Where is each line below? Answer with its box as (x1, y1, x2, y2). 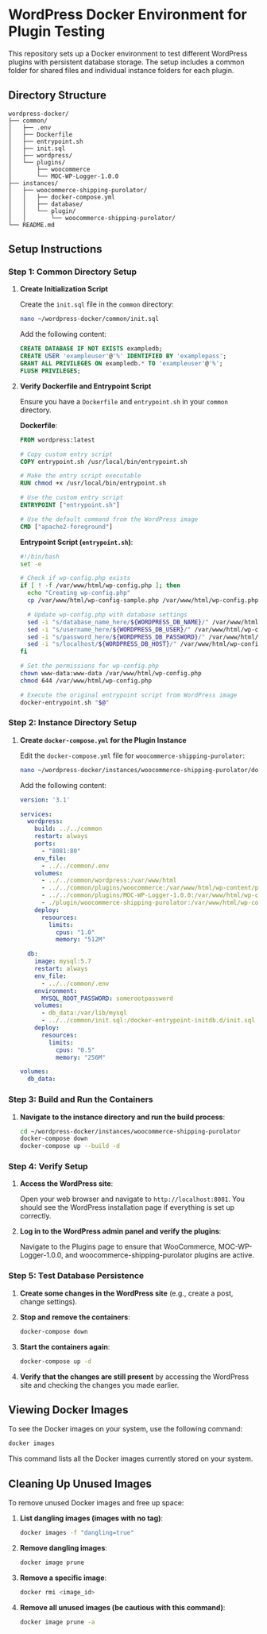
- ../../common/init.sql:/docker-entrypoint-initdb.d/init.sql (41, 1017, 256, 1025)
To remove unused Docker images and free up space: (8, 1498, 184, 1507)
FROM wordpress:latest (19, 435, 95, 444)
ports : (34, 840, 56, 848)
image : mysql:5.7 (34, 957, 91, 966)
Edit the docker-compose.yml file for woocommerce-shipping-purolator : (19, 751, 245, 760)
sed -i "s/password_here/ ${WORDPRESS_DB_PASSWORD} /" (27, 633, 206, 641)
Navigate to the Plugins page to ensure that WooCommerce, (19, 1242, 217, 1252)
